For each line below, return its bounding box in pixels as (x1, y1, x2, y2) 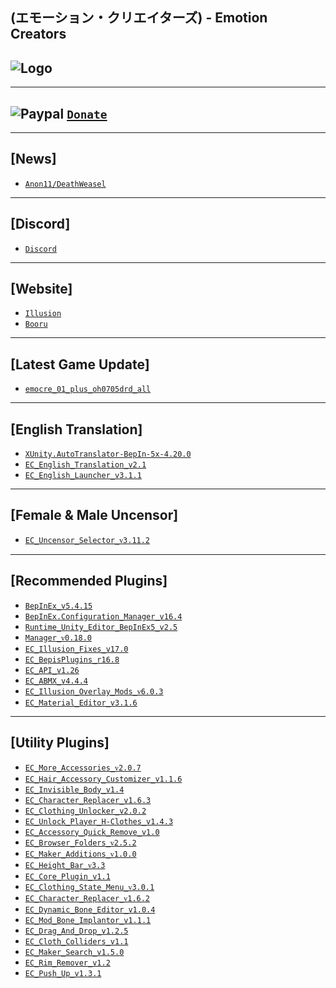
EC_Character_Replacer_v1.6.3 (24, 795, 152, 805)
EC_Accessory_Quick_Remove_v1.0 (24, 827, 160, 837)
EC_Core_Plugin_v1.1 (24, 871, 111, 882)
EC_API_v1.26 (24, 665, 80, 675)
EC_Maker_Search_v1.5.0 (24, 947, 125, 957)
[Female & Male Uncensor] (10, 507, 179, 524)
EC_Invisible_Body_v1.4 (24, 784, 125, 795)
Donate (66, 107, 108, 122)
